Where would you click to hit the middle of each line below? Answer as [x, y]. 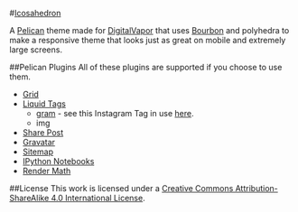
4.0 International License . [98, 198]
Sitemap [38, 152]
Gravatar [39, 142]
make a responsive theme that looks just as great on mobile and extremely [148, 40]
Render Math [47, 171]
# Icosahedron [35, 13]
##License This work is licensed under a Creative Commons [121, 188]
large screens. [36, 50]
